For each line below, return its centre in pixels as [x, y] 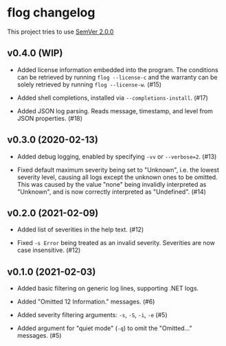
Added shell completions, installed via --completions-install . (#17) [112, 97]
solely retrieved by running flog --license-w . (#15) [89, 84]
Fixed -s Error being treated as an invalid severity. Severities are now [116, 243]
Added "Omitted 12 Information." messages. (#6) [86, 302]
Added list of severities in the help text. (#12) [80, 230]
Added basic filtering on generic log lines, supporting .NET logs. [108, 288]
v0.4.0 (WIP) [35, 53]
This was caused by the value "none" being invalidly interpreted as [112, 184]
